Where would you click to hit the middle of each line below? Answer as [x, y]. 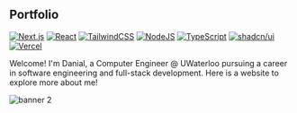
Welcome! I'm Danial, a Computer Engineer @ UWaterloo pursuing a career [148, 63]
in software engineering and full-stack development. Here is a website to [144, 73]
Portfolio [34, 15]
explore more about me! [54, 82]
